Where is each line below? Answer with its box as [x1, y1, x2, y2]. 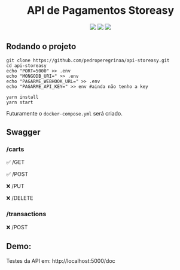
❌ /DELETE [6, 195, 33, 202]
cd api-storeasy [6, 62, 47, 69]
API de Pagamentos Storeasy [26, 4, 175, 17]
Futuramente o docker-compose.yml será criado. [6, 110, 123, 117]
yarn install [6, 94, 39, 100]
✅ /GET [6, 159, 25, 166]
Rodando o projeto [6, 41, 77, 51]
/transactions [6, 210, 47, 219]
